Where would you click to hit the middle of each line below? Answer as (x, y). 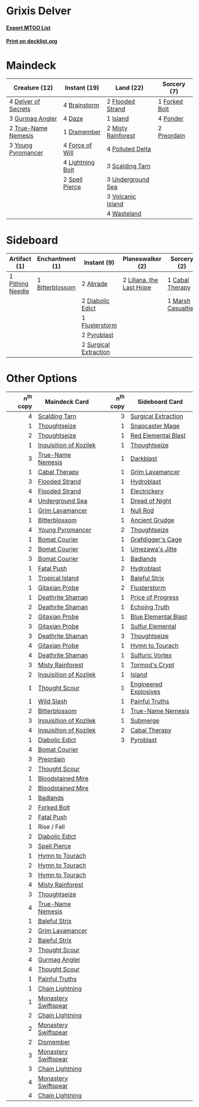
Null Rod (142, 510)
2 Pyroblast (97, 335)
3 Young (21, 146)
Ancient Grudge (152, 520)
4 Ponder (171, 119)
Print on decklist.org (32, 41)
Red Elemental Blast (158, 435)
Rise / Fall (51, 827)
